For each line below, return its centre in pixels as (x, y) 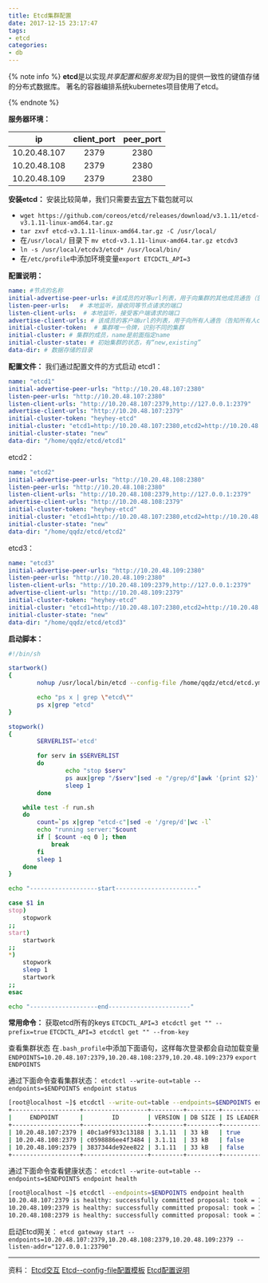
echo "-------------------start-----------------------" (105, 889)
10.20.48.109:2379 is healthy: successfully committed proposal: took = (132, 1208)
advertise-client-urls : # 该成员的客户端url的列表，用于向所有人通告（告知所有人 (132, 320)
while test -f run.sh (58, 807)
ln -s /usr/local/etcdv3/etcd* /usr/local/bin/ (100, 250)
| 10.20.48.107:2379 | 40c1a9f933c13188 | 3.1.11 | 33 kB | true (124, 1132)
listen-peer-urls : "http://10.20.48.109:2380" (87, 578)
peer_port (142, 139)
